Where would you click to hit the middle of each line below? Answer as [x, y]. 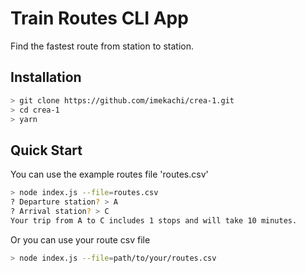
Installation [46, 77]
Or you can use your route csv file [80, 239]
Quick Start [46, 150]
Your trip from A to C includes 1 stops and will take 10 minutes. [154, 220]
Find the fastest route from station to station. [102, 46]
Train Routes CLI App [99, 18]
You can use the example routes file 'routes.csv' [109, 174]
